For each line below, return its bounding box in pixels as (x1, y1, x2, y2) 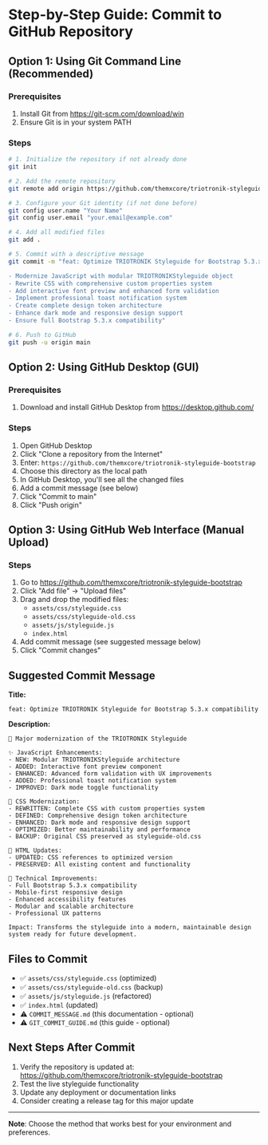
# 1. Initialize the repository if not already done (8, 156, 187, 164)
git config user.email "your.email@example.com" (8, 214, 173, 222)
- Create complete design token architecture (8, 302, 162, 310)
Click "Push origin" (19, 500, 82, 509)
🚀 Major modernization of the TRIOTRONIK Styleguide (8, 735, 187, 743)
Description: (8, 719, 50, 729)
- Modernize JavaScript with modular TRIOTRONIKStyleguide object (8, 271, 234, 280)
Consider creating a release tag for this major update (19, 1095, 194, 1105)
